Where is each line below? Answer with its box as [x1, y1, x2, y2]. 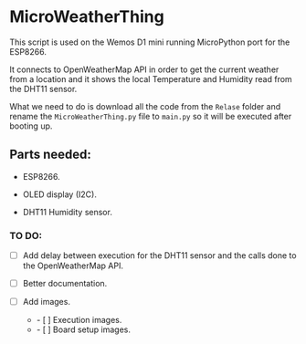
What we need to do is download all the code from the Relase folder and [9, 100, 281, 111]
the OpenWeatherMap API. [22, 260, 123, 271]
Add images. [22, 297, 71, 308]
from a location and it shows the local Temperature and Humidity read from [9, 73, 292, 84]
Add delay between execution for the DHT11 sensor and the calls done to [22, 250, 297, 261]
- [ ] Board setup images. [36, 324, 131, 335]
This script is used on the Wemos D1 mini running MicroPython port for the [9, 36, 290, 47]
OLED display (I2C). [22, 189, 98, 200]
